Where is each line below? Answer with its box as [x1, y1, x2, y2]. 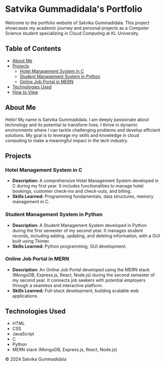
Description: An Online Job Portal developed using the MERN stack [12, 266, 150, 272]
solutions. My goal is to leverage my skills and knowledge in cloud [5, 132, 139, 138]
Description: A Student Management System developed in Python [12, 222, 147, 228]
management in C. [12, 199, 50, 205]
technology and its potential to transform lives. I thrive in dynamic [5, 122, 138, 128]
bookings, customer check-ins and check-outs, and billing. [12, 188, 132, 194]
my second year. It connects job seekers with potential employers [12, 277, 146, 283]
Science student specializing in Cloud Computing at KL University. [5, 30, 139, 36]
